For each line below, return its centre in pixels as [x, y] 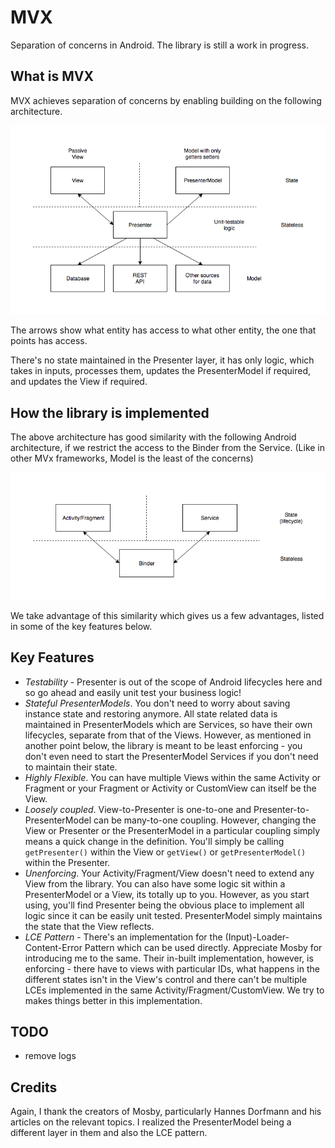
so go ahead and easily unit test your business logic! [133, 692]
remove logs [50, 1056]
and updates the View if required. [79, 382]
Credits [34, 1087]
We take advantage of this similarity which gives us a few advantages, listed [167, 615]
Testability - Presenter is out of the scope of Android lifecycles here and [173, 682]
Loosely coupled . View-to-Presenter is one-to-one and [138, 809]
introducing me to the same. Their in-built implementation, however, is [169, 958]
